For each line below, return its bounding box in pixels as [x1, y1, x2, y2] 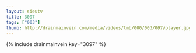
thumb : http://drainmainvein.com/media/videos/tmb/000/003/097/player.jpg [6, 24, 192, 31]
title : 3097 [6, 14, 35, 20]
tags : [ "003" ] [6, 19, 41, 25]
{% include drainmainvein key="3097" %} [6, 41, 107, 48]
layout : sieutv [6, 8, 43, 15]
